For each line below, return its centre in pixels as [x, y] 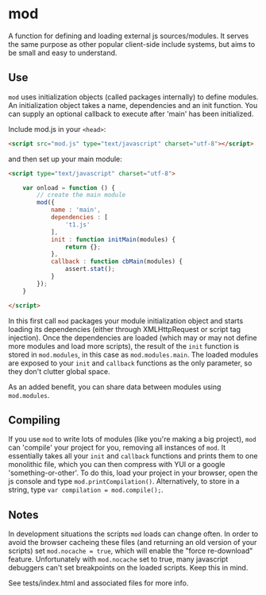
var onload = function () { [69, 187]
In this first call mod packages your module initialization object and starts [126, 321]
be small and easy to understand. [63, 52]
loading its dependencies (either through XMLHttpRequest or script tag [124, 329]
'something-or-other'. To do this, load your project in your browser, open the [133, 473]
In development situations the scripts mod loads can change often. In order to [133, 534]
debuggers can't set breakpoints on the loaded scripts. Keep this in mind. [128, 568]
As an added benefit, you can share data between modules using [115, 387]
